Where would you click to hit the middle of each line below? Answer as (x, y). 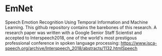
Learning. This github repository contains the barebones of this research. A (81, 27)
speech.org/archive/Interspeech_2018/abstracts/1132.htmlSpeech (71, 48)
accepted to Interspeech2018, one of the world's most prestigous (71, 38)
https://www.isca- (139, 43)
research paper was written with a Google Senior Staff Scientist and (73, 32)
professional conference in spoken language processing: (62, 43)
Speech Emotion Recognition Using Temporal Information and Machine (77, 22)
